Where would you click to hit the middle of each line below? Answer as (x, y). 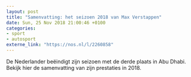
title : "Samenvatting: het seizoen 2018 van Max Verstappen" (84, 17)
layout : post (22, 12)
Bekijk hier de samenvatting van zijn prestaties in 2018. (74, 68)
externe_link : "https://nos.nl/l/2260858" (60, 45)
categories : (21, 28)
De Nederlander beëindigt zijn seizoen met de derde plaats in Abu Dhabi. (96, 61)
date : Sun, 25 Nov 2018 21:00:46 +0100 (56, 23)
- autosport (21, 39)
